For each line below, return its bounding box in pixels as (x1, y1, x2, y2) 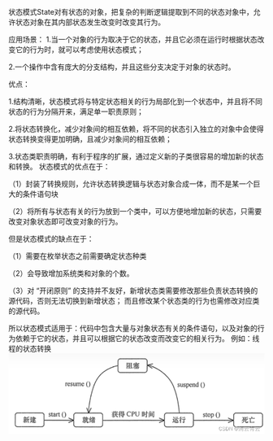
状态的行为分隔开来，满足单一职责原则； (8, 107, 144, 116)
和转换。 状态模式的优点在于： (8, 162, 110, 171)
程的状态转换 (8, 344, 51, 353)
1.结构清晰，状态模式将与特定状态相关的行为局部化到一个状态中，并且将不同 (8, 97, 262, 106)
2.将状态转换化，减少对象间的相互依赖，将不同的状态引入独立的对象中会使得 (8, 124, 264, 133)
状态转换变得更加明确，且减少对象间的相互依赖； (8, 134, 172, 144)
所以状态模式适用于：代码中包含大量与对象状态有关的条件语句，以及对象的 (8, 324, 258, 333)
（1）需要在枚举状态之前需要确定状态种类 (8, 251, 147, 260)
